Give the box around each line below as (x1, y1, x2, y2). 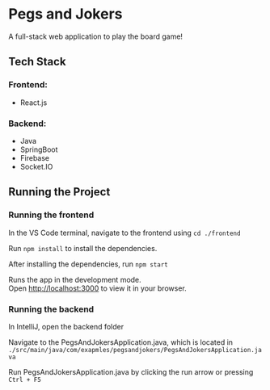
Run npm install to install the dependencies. (8, 243, 158, 253)
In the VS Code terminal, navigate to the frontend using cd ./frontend (8, 228, 241, 237)
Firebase (19, 153, 50, 162)
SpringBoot (19, 145, 58, 154)
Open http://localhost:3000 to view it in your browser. (8, 283, 188, 293)
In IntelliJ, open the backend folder (8, 321, 124, 331)
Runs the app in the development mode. (8, 275, 141, 284)
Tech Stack (8, 55, 66, 69)
